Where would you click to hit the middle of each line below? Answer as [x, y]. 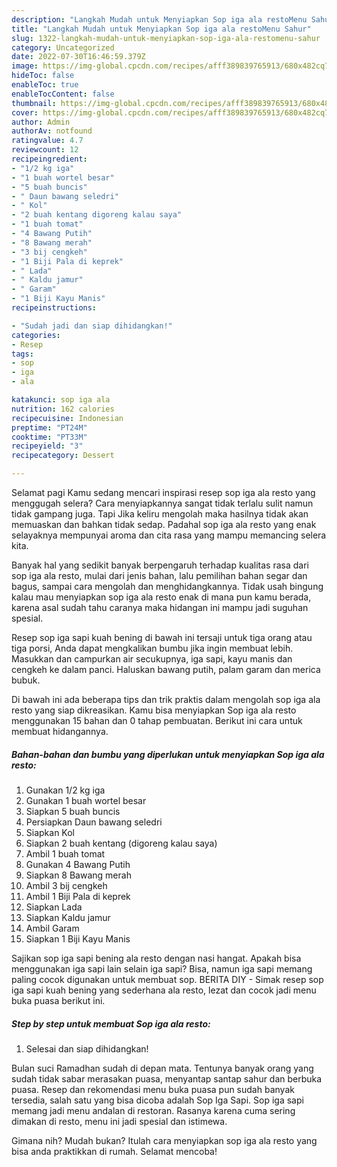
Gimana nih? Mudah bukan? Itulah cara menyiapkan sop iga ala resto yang [164, 1140]
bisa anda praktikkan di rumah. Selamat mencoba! [114, 1151]
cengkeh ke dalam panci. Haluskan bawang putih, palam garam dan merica [166, 669]
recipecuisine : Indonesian [67, 418]
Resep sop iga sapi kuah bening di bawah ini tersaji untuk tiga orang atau [162, 637]
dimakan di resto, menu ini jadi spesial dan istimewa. [119, 1121]
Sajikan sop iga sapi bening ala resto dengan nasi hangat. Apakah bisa [156, 958]
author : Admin [41, 122]
